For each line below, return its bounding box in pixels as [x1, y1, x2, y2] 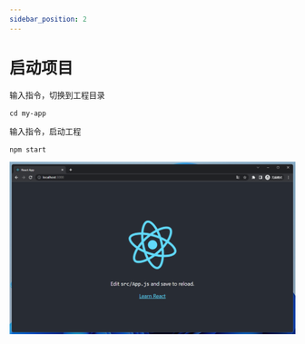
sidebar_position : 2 [9, 15, 88, 24]
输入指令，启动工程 [9, 125, 82, 136]
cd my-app [9, 109, 47, 118]
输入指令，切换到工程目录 [9, 89, 105, 100]
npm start [9, 145, 47, 154]
